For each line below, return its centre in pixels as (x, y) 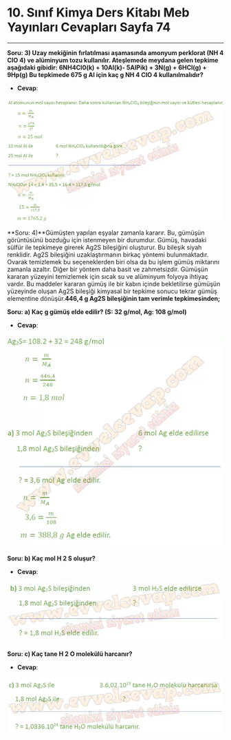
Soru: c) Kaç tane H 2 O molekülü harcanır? (70, 654)
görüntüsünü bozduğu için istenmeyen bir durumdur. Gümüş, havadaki (107, 240)
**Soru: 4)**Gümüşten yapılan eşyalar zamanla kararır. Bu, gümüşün (106, 233)
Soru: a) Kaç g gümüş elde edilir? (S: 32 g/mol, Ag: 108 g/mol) (97, 312)
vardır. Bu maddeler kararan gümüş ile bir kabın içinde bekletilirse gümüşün (114, 284)
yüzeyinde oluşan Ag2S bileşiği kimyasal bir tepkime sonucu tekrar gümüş (112, 291)
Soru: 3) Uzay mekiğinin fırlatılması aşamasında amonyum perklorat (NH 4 (115, 52)
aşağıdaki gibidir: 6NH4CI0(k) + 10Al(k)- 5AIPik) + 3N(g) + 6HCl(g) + (107, 67)
